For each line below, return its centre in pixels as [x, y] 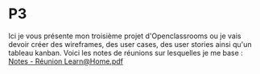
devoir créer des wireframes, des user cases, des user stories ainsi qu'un [130, 44]
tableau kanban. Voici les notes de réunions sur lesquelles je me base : [126, 53]
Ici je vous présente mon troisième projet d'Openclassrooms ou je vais [125, 36]
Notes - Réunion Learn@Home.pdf [66, 61]
